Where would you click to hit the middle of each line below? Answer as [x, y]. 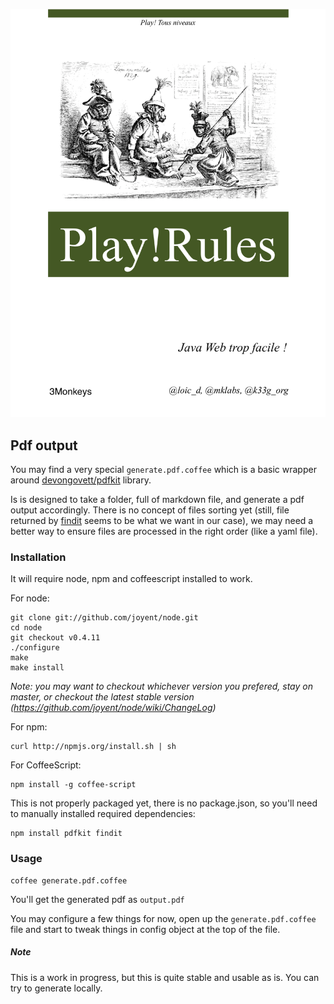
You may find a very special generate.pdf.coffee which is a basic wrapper [163, 470]
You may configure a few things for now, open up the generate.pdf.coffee [163, 918]
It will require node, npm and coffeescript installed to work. [131, 579]
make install [37, 668]
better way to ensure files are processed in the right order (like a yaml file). [164, 531]
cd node [26, 628]
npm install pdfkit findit [66, 834]
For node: [30, 598]
